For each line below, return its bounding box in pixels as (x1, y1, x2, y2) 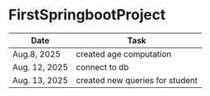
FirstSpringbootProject (8, 6, 166, 24)
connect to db (75, 61, 129, 73)
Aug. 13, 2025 (12, 74, 69, 86)
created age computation (75, 48, 172, 60)
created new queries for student (75, 74, 198, 86)
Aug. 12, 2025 (12, 61, 69, 73)
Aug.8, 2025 (12, 48, 61, 60)
